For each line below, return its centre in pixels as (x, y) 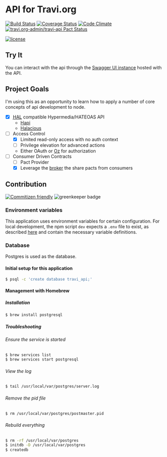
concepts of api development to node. (45, 107)
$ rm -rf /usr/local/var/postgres (42, 440)
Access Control (29, 133)
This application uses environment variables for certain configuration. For (82, 221)
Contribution (26, 184)
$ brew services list (28, 355)
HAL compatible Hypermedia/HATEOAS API (58, 117)
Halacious (31, 128)
